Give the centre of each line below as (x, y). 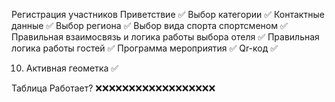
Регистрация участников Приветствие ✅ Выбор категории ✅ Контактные (168, 14)
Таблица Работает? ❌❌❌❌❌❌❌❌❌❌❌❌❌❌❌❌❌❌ (113, 88)
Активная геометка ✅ (72, 68)
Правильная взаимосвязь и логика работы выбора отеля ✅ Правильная (165, 37)
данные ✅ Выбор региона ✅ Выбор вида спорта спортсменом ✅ (149, 25)
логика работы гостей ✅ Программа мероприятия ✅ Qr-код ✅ (145, 48)
